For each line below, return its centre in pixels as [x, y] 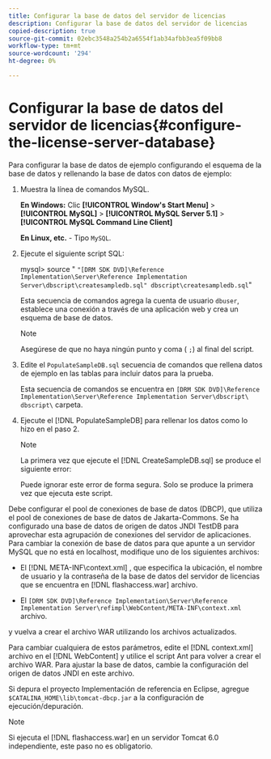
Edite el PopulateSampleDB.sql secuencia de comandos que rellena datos [141, 364]
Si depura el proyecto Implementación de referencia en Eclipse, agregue [129, 689]
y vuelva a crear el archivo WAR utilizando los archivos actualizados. [123, 631]
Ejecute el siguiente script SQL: [72, 253]
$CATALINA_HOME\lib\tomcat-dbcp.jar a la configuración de [106, 698]
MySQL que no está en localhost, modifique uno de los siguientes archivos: [134, 552]
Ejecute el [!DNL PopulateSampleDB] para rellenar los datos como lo [134, 420]
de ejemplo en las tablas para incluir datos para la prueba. [117, 373]
